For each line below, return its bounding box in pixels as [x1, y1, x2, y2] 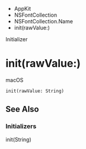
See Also [5, 104, 39, 114]
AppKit [14, 5, 31, 12]
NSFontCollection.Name [14, 18, 74, 25]
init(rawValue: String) [5, 88, 65, 94]
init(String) [5, 136, 32, 143]
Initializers [5, 122, 37, 130]
